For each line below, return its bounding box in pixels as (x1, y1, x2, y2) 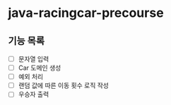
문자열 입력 (18, 55, 49, 63)
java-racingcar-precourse (8, 5, 165, 21)
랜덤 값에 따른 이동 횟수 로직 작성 (18, 81, 109, 89)
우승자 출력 (18, 90, 49, 99)
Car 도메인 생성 (18, 63, 61, 72)
